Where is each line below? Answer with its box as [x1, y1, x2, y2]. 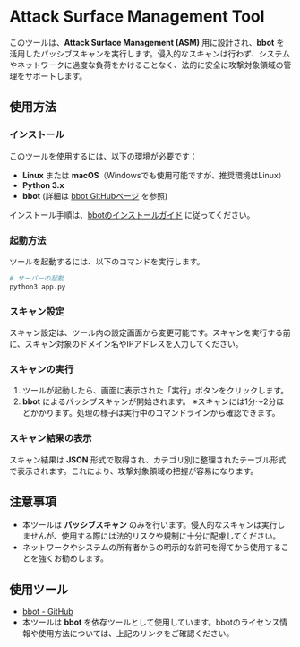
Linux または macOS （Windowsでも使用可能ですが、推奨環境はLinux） [21, 169, 287, 180]
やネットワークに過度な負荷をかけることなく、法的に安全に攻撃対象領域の [9, 59, 284, 70]
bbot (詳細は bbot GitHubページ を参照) [21, 190, 168, 201]
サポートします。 [24, 70, 88, 82]
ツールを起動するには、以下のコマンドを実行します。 [9, 255, 205, 266]
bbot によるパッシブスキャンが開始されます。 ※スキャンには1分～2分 [21, 396, 277, 407]
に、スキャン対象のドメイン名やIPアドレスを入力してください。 [9, 338, 244, 349]
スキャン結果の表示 [9, 432, 92, 444]
